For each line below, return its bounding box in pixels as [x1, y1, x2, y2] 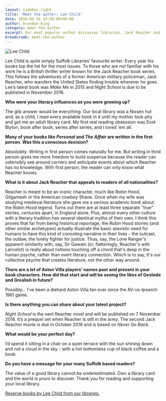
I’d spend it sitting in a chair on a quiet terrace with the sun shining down [5, 340, 153, 346]
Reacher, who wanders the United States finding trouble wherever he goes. [5, 79, 159, 84]
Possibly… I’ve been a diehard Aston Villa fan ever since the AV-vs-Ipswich [5, 286, 158, 292]
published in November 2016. [5, 89, 65, 95]
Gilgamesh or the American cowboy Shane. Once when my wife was [5, 194, 145, 200]
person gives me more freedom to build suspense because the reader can [5, 154, 157, 160]
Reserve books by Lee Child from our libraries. [5, 390, 100, 396]
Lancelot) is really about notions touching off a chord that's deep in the [5, 246, 150, 252]
